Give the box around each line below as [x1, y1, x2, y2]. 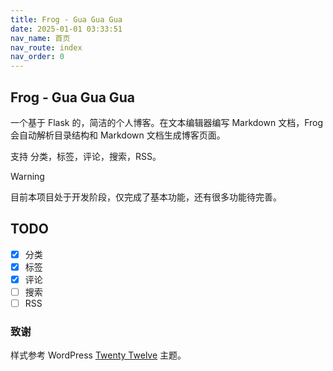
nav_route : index [10, 42, 83, 53]
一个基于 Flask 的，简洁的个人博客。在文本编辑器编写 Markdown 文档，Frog [10, 116, 324, 128]
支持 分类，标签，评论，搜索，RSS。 [10, 150, 162, 162]
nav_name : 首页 [10, 33, 71, 43]
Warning [10, 170, 45, 182]
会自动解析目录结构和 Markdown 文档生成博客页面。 [10, 129, 226, 141]
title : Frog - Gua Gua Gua [10, 14, 123, 25]
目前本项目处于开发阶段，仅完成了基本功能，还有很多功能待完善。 [10, 191, 282, 203]
